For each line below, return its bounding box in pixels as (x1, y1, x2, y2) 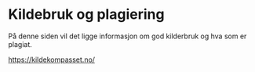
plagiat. (8, 39, 33, 49)
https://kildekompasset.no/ (8, 55, 96, 64)
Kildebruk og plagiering (8, 5, 165, 23)
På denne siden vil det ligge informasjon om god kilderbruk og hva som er (8, 31, 247, 41)
